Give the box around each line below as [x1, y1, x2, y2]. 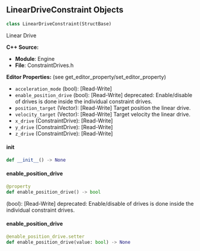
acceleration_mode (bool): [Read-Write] [14, 84, 113, 92]
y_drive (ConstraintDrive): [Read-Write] [14, 123, 113, 130]
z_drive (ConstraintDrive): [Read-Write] [14, 130, 113, 137]
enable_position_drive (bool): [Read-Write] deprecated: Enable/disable [14, 91, 193, 98]
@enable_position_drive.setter [6, 234, 85, 240]
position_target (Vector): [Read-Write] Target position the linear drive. [14, 104, 191, 111]
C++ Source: [6, 43, 39, 51]
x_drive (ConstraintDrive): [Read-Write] [14, 117, 113, 124]
